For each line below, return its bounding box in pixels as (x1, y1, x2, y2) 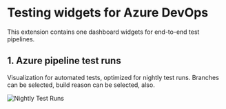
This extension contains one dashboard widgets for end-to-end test (7, 28, 200, 36)
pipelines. (7, 34, 35, 43)
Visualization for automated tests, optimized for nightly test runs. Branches (7, 73, 219, 81)
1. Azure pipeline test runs (7, 55, 122, 67)
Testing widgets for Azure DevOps (7, 5, 209, 21)
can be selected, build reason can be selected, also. (7, 81, 155, 89)
